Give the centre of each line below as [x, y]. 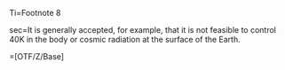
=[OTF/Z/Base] [37, 56]
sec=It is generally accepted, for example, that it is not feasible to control [143, 30]
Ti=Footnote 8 [35, 13]
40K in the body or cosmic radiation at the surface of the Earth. [125, 39]
